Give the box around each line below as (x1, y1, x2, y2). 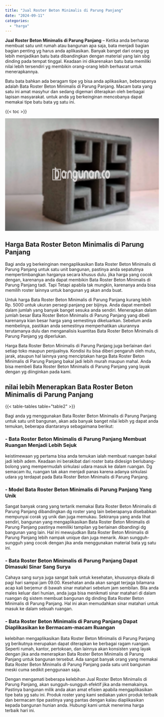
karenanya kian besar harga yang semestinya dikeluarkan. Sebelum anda (5, 317, 152, 323)
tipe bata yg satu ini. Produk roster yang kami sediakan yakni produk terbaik (5, 691, 158, 697)
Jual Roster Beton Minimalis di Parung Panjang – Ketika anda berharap (5, 37, 149, 44)
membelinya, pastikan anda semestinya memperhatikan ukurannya (5, 323, 140, 329)
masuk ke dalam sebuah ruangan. (5, 606, 73, 612)
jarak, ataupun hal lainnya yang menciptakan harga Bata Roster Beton (5, 353, 145, 359)
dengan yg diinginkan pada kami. (5, 368, 72, 375)
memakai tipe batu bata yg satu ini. (5, 99, 76, 105)
